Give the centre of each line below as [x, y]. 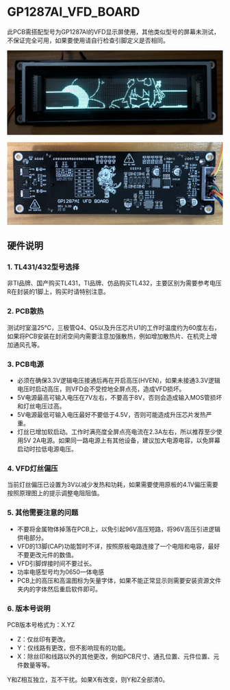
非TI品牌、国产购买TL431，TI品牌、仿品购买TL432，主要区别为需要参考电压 [115, 283]
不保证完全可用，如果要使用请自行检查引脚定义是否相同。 [88, 40]
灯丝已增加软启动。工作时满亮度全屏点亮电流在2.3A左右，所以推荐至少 [117, 432]
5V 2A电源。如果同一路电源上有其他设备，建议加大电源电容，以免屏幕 [122, 440]
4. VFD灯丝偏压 [33, 468]
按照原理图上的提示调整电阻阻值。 [55, 493]
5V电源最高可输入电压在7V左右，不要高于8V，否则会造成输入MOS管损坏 [119, 398]
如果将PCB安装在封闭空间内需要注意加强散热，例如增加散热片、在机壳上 [109, 336]
